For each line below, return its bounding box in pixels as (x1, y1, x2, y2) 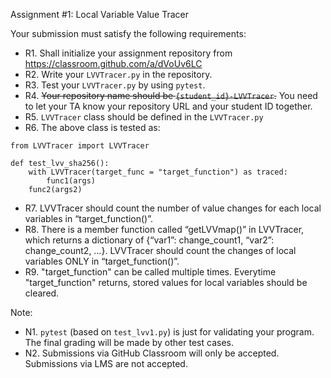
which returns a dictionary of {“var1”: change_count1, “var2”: (24, 234, 275, 246)
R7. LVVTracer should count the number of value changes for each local (24, 202, 322, 214)
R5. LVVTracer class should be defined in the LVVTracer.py (24, 111, 264, 123)
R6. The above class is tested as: (24, 122, 161, 133)
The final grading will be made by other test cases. (24, 337, 234, 348)
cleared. (24, 287, 60, 299)
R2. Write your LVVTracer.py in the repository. (24, 69, 213, 80)
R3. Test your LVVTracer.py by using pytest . (24, 79, 206, 91)
